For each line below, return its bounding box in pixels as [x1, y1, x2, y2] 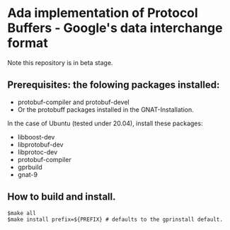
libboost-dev [17, 132, 55, 141]
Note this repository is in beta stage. [7, 58, 113, 67]
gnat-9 [17, 170, 38, 178]
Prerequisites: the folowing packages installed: [7, 79, 220, 91]
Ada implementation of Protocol [7, 5, 198, 21]
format [7, 35, 48, 51]
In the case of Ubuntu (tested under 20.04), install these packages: [7, 119, 203, 127]
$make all [7, 209, 37, 217]
